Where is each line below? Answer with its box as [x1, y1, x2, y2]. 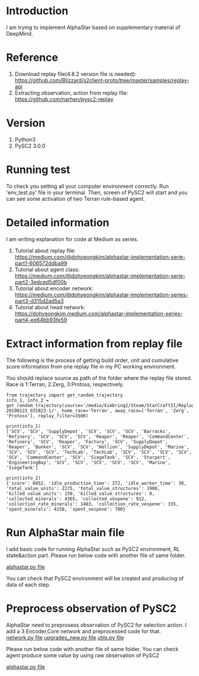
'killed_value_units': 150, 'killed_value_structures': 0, [6, 491, 155, 496]
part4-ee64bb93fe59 [14, 316, 68, 323]
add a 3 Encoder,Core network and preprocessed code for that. [6, 627, 161, 635]
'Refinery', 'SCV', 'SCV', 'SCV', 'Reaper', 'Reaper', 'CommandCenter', [6, 434, 190, 440]
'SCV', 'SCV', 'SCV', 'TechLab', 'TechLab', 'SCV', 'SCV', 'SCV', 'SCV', [6, 449, 192, 455]
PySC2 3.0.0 [14, 142, 46, 149]
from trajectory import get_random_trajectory [6, 392, 123, 398]
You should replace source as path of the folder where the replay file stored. [6, 374, 192, 382]
